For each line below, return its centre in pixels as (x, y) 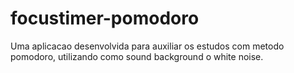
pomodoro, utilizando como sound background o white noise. (137, 56)
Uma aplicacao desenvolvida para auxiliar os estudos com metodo (147, 46)
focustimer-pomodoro (105, 18)
